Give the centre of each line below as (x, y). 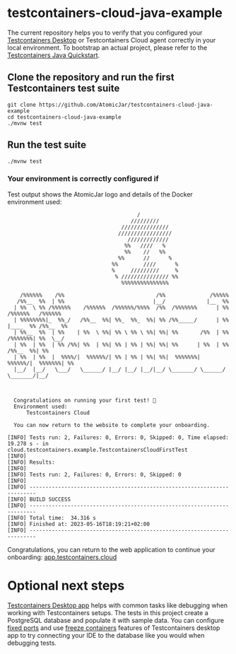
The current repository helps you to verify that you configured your (105, 33)
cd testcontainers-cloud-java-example (64, 117)
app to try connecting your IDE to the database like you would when (106, 635)
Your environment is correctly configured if (83, 179)
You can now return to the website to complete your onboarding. (112, 425)
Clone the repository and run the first (91, 77)
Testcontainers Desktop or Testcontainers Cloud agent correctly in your (112, 40)
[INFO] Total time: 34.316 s (52, 518)
